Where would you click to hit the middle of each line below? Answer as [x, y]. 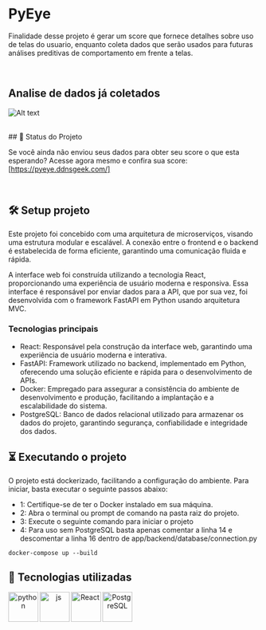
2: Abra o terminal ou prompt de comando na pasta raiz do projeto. [129, 513]
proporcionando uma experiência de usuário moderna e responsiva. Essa [129, 283]
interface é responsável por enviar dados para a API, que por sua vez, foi [128, 291]
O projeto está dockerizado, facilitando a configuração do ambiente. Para [129, 480]
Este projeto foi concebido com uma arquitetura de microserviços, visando [131, 234]
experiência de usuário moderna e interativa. [93, 355]
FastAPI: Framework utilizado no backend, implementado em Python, [133, 363]
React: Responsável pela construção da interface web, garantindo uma [136, 346]
